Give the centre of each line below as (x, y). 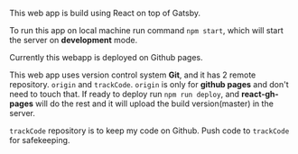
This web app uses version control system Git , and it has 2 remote (133, 75)
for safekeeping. (40, 140)
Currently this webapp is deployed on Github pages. (106, 57)
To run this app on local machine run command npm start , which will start (147, 30)
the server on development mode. (74, 40)
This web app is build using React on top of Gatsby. (105, 13)
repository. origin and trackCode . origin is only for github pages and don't (149, 84)
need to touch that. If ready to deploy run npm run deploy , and (125, 94)
